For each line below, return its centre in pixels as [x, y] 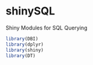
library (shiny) [25, 50]
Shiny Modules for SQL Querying [46, 28]
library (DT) [21, 55]
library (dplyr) [25, 44]
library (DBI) [22, 39]
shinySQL [30, 11]
